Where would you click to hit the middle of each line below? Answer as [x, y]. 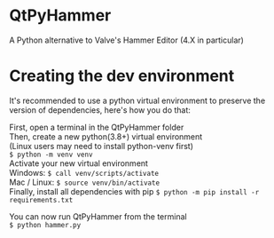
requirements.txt [41, 200]
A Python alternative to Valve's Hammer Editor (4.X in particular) [126, 40]
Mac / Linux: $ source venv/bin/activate [85, 182]
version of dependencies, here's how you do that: [100, 110]
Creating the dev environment [122, 76]
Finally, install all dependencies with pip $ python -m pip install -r [134, 191]
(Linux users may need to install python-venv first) [101, 146]
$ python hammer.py [45, 225]
